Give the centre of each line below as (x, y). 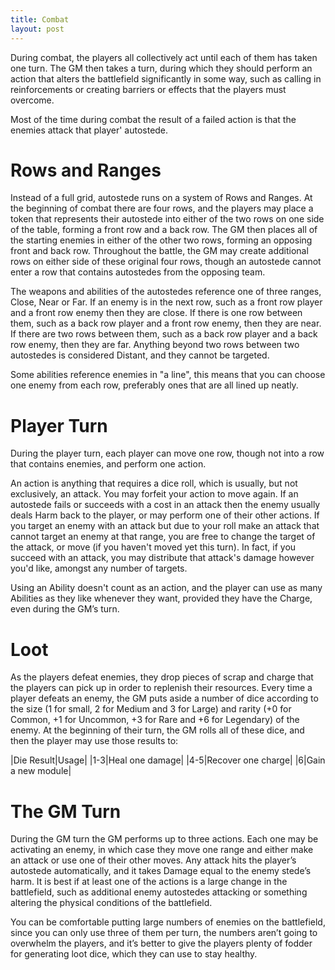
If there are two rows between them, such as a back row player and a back (164, 334)
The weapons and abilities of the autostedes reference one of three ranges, (166, 292)
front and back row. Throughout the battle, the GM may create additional (159, 251)
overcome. (32, 100)
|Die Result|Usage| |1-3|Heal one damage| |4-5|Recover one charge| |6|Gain (168, 760)
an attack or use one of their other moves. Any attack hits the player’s (153, 860)
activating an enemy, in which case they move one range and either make (162, 850)
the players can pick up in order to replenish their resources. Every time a (161, 688)
